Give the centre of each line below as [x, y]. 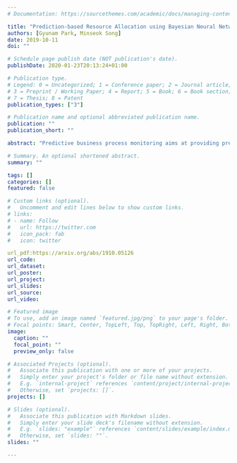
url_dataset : [26, 266]
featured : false [31, 188]
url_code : [22, 260]
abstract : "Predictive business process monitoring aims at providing [113, 143]
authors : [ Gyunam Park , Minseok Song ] [64, 33]
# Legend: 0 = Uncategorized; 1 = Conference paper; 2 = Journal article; [120, 85]
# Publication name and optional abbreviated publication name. [104, 117]
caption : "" [31, 338]
